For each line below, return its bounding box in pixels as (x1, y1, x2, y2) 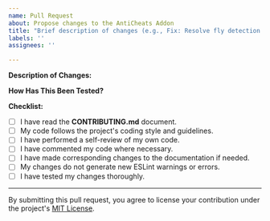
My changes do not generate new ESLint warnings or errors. (19, 162, 220, 172)
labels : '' (8, 34, 45, 42)
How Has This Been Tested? (8, 86, 104, 96)
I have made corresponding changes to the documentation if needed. (19, 153, 251, 163)
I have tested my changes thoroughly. (19, 171, 145, 181)
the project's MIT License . (8, 203, 95, 213)
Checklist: (8, 102, 44, 111)
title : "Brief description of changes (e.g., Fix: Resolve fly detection (8, 26, 261, 34)
